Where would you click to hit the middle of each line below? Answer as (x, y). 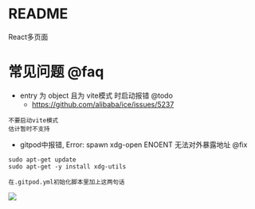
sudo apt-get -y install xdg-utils (67, 166)
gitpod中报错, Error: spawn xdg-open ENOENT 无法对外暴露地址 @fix (133, 145)
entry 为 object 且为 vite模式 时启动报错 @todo (96, 95)
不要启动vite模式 (33, 120)
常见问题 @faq (56, 72)
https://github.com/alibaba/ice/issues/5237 (103, 104)
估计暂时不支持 (29, 129)
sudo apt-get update (43, 160)
